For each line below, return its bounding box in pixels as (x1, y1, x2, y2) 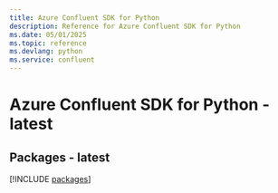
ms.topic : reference (9, 38, 88, 48)
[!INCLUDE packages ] (9, 174, 91, 184)
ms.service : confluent (9, 55, 95, 64)
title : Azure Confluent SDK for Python (9, 13, 160, 23)
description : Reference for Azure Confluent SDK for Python (9, 22, 242, 31)
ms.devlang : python (9, 47, 83, 56)
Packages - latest (9, 150, 110, 165)
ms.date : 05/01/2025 (9, 30, 88, 39)
